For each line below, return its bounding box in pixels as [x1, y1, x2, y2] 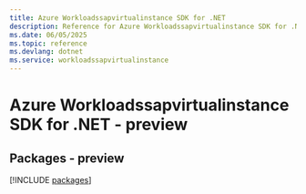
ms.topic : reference [9, 38, 88, 48]
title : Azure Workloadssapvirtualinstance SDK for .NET [9, 13, 226, 23]
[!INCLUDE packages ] [9, 175, 92, 185]
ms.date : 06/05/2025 [9, 30, 88, 39]
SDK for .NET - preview [9, 115, 189, 135]
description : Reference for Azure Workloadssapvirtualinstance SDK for [9, 22, 287, 31]
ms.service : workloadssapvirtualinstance [9, 56, 169, 65]
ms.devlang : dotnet [9, 47, 84, 56]
